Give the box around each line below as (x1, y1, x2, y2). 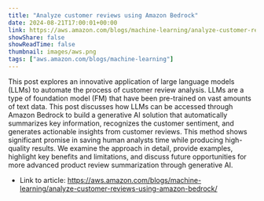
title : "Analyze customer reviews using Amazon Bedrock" (8, 11, 199, 20)
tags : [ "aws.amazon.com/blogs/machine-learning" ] (8, 56, 174, 64)
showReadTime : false (8, 41, 76, 49)
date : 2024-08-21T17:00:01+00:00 (8, 19, 118, 27)
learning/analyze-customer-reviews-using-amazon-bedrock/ (19, 184, 218, 193)
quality (8, 143, 31, 153)
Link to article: (19, 175, 66, 185)
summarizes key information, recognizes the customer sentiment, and (8, 119, 234, 128)
